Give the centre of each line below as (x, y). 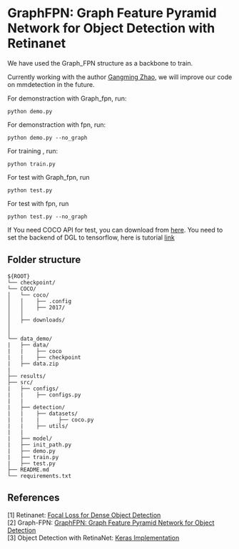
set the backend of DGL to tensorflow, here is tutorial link (91, 237)
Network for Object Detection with (111, 28)
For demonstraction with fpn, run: (57, 124)
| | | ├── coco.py (51, 420)
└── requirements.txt (40, 476)
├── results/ (27, 376)
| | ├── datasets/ (43, 414)
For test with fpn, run (38, 203)
